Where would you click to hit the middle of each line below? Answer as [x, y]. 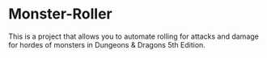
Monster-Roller [60, 14]
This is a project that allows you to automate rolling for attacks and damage [133, 36]
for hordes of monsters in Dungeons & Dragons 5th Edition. [107, 44]
